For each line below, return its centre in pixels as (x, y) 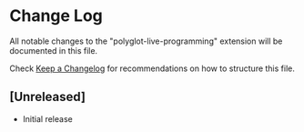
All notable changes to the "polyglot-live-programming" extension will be (146, 41)
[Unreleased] (48, 97)
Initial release (47, 118)
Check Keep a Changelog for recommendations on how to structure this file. (152, 68)
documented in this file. (54, 50)
